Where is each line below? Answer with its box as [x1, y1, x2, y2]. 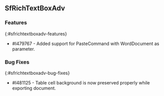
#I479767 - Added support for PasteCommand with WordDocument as [12, 40, 159, 46]
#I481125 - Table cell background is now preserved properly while [12, 79, 150, 85]
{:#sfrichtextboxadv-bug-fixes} [5, 70, 70, 76]
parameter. [12, 45, 35, 52]
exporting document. [12, 85, 56, 91]
